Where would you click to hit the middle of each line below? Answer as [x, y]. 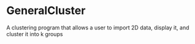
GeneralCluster [46, 11]
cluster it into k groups [35, 34]
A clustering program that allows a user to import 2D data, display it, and [98, 28]
